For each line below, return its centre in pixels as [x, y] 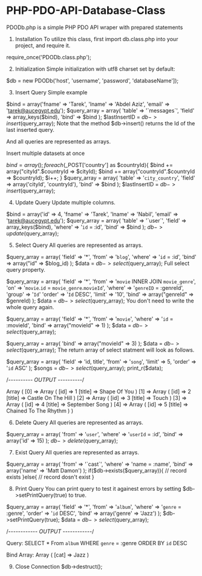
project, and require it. [43, 45]
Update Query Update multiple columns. [65, 202]
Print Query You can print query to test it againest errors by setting [98, 488]
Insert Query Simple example [51, 92]
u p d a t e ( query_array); [33, 233]
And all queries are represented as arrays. [58, 141]
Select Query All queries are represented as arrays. [79, 245]
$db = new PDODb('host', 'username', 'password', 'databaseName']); [93, 80]
